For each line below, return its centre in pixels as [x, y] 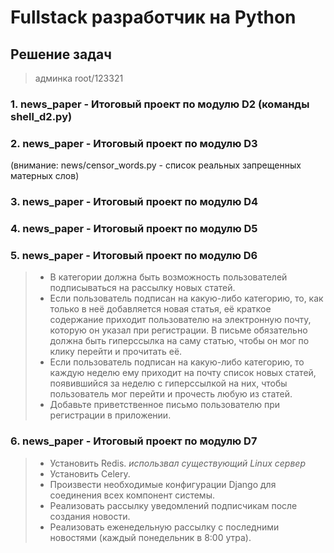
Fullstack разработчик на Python [153, 17]
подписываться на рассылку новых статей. [142, 288]
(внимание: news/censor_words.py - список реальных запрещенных [156, 165]
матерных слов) [45, 176]
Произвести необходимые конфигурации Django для [163, 484]
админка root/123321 [79, 78]
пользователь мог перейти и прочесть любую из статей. [171, 394]
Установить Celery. [90, 473]
